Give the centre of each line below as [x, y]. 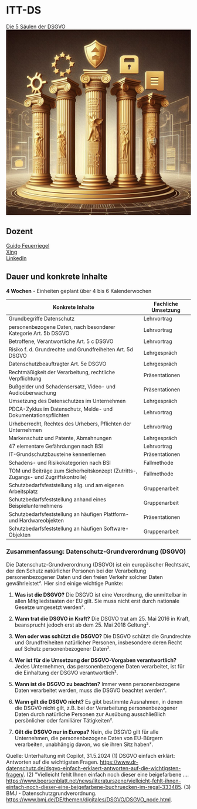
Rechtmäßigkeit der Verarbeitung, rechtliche [62, 372]
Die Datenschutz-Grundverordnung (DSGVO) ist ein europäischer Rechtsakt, [98, 564]
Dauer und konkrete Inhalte [57, 277]
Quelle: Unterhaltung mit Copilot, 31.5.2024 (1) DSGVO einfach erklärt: [91, 755]
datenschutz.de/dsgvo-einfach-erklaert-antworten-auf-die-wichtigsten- [94, 768]
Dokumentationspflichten [39, 415]
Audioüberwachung [33, 392]
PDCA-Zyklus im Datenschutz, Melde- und [61, 409]
